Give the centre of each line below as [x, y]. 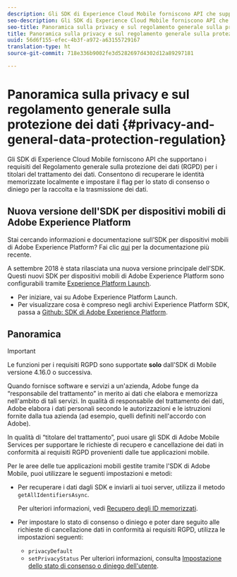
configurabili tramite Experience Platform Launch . [79, 283]
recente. [19, 255]
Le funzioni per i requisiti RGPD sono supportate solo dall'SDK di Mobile [112, 365]
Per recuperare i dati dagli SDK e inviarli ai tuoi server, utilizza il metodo [121, 487]
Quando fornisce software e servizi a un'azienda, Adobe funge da [103, 386]
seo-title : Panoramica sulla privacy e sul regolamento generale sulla [115, 27]
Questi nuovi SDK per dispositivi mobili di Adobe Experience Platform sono [116, 276]
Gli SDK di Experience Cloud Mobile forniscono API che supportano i [107, 159]
